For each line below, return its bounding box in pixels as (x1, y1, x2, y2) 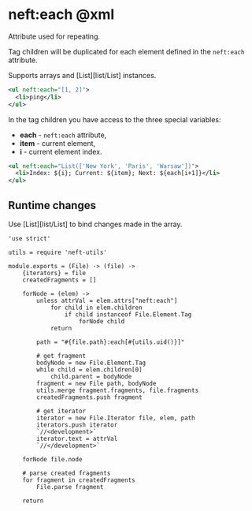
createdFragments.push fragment (36, 394, 143, 401)
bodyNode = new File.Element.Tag (36, 359, 146, 367)
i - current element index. (19, 147, 102, 156)
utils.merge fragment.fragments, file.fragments (36, 386, 199, 394)
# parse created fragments (22, 469, 111, 477)
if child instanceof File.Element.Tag (64, 311, 192, 319)
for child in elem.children (50, 304, 143, 311)
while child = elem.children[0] (36, 366, 143, 374)
